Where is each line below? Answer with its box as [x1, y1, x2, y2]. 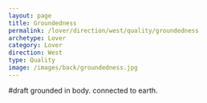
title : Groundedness [8, 19, 78, 27]
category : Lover [8, 42, 63, 50]
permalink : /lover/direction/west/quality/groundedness [8, 26, 199, 34]
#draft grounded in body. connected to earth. [8, 85, 158, 95]
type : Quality [8, 57, 56, 65]
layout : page [8, 11, 52, 20]
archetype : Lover [8, 34, 67, 42]
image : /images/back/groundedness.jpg [8, 64, 138, 72]
